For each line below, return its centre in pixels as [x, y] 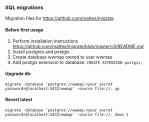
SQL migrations [24, 7]
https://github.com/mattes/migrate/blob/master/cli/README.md [78, 46]
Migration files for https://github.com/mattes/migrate [59, 18]
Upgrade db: [18, 73]
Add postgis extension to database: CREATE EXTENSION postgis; [77, 62]
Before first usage [24, 29]
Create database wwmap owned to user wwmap [62, 57]
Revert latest [19, 99]
